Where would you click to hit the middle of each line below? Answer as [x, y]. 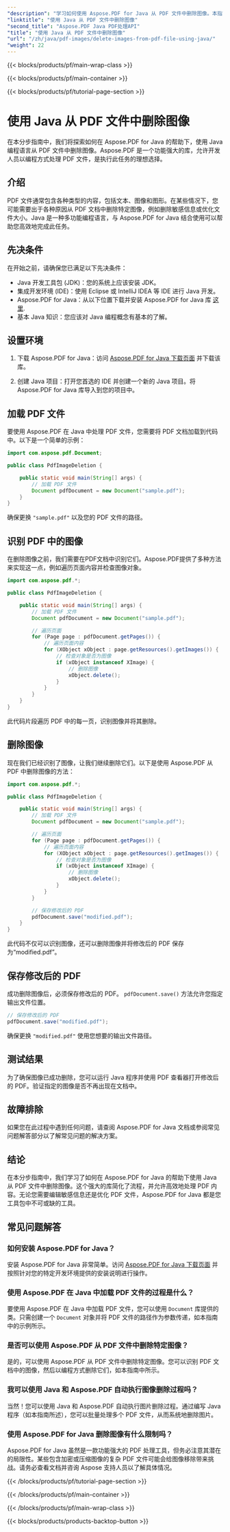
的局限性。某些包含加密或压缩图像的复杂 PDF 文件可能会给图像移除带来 [108, 1459]
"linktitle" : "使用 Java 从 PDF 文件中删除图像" [73, 20]
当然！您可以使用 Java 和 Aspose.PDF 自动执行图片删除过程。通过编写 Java [114, 1406]
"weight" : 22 [26, 45]
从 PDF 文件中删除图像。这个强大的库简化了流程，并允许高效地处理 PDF [108, 1186]
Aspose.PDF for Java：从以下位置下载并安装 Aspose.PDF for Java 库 [114, 299]
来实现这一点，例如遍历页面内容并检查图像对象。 [76, 568]
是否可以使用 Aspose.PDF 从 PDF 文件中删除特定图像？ [98, 1345]
